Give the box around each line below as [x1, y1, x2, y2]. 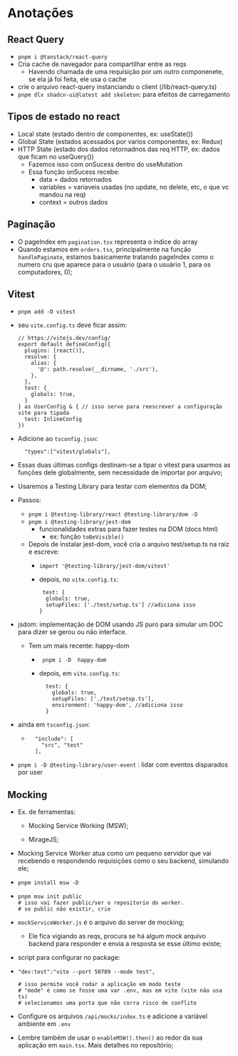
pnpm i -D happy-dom [42, 657, 107, 664]
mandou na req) [38, 190, 86, 199]
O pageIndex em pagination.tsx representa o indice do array [17, 237, 198, 246]
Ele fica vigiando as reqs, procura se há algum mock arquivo [28, 932, 207, 941]
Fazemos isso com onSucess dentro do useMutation [28, 160, 183, 168]
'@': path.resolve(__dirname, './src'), [36, 366, 159, 373]
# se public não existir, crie [17, 906, 111, 913]
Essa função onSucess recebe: [28, 167, 120, 176]
